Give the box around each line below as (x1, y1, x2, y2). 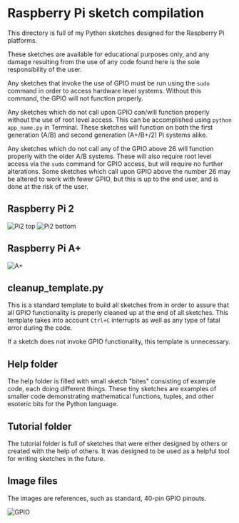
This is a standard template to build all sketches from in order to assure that (7, 301, 230, 309)
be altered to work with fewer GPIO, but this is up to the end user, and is (7, 175, 219, 183)
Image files (7, 475, 59, 487)
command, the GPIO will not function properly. (7, 94, 144, 103)
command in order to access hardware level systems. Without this (7, 86, 202, 95)
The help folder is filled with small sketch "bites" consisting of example (7, 377, 216, 385)
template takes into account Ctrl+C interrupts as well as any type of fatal (7, 316, 220, 325)
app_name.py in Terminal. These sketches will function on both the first (7, 123, 213, 131)
